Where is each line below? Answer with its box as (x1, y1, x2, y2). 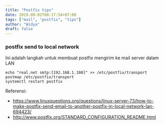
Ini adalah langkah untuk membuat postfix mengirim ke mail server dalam (5, 55, 159, 61)
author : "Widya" (5, 21, 40, 27)
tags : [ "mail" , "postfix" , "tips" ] (5, 17, 81, 22)
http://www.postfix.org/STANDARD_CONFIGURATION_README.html (12, 114, 156, 120)
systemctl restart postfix (5, 79, 63, 84)
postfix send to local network (5, 43, 79, 51)
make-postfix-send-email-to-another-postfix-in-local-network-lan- (12, 103, 154, 110)
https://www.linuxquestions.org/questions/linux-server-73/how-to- (12, 98, 154, 104)
